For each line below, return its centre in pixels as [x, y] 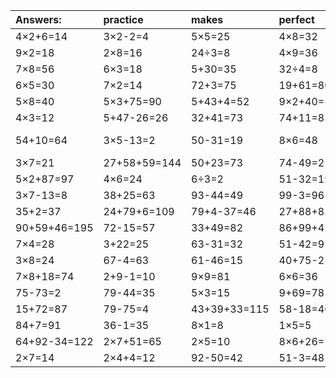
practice [123, 19]
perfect [296, 19]
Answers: [38, 19]
